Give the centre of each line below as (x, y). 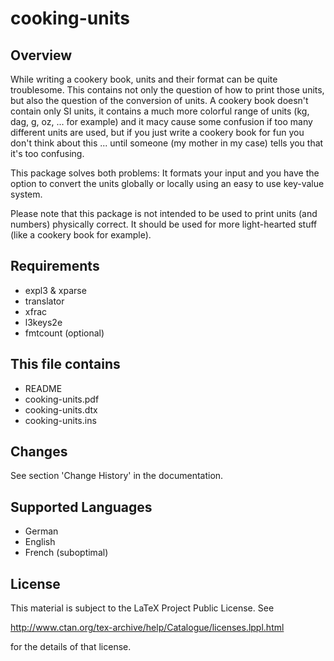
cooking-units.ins (60, 420)
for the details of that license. (71, 647)
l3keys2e (43, 322)
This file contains (65, 364)
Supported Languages (81, 507)
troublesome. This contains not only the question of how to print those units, (167, 90)
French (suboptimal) (66, 553)
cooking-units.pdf (62, 399)
